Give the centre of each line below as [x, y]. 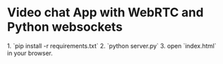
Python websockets [65, 27]
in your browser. [30, 53]
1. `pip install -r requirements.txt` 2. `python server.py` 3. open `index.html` [112, 46]
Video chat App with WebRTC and [105, 13]
